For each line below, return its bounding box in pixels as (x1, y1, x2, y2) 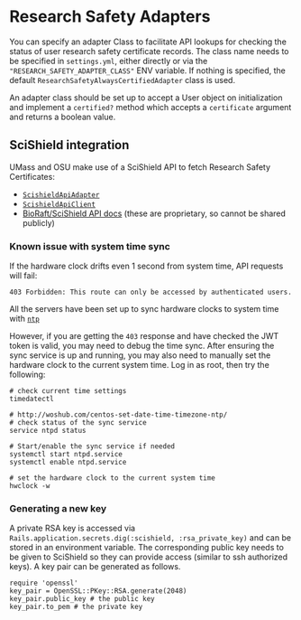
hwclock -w (9, 482, 50, 491)
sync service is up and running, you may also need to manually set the (9, 350, 271, 361)
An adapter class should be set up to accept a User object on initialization (9, 92, 283, 103)
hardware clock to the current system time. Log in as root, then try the (9, 360, 270, 371)
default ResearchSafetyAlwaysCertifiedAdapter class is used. (9, 74, 236, 85)
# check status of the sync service (9, 418, 147, 427)
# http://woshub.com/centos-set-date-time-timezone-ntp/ (9, 410, 228, 419)
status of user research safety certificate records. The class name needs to (9, 45, 289, 56)
